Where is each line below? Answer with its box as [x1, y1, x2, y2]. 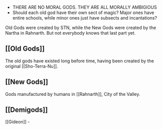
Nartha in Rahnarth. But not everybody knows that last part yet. [5, 30, 136, 36]
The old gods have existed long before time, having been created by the [5, 58, 154, 64]
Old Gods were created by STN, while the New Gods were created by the [5, 25, 156, 31]
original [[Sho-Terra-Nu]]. [5, 63, 59, 69]
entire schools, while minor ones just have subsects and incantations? [12, 15, 157, 21]
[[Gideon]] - [5, 119, 30, 125]
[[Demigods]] [5, 105, 48, 114]
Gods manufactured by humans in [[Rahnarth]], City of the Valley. [5, 91, 140, 97]
